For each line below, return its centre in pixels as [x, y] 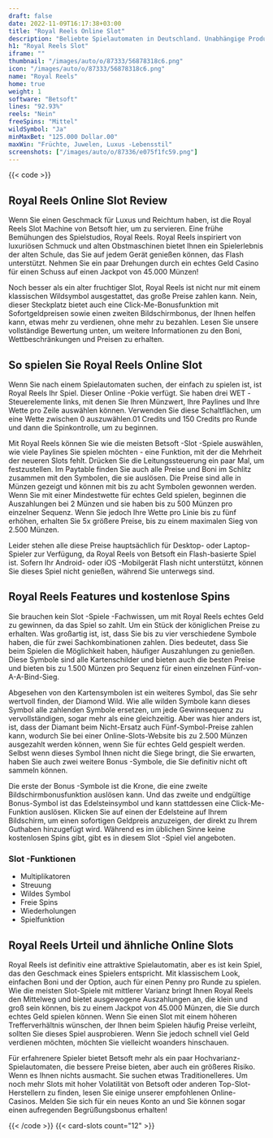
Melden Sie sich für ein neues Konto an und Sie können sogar [143, 1101]
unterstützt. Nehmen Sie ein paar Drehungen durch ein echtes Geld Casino [134, 263]
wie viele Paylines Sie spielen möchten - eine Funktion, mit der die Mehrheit [135, 452]
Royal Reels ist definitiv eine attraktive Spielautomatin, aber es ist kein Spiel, [135, 964]
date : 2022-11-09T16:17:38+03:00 [65, 24]
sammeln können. [38, 770]
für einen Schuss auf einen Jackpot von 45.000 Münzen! [104, 272]
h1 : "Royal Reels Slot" [49, 46]
